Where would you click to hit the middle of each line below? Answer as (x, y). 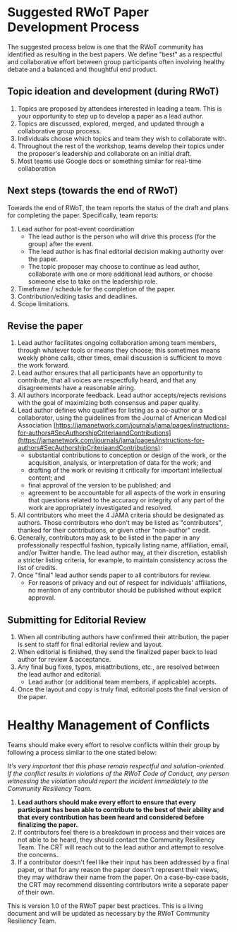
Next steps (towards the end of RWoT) (93, 191)
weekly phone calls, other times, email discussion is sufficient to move (120, 358)
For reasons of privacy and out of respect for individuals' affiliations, (127, 583)
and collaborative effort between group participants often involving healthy (116, 61)
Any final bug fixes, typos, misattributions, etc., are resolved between (119, 667)
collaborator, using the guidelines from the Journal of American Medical (122, 418)
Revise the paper (45, 326)
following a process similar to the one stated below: (82, 753)
